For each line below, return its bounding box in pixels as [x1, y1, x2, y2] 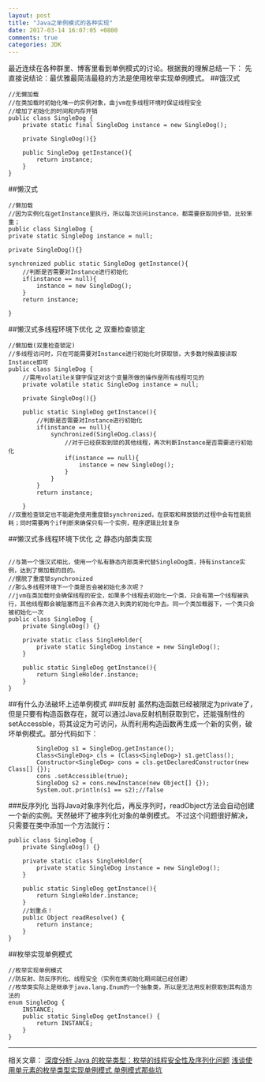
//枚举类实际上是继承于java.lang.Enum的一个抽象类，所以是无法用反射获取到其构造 [8, 983, 247, 991]
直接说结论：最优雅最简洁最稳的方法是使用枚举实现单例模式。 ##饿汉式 [8, 73, 241, 83]
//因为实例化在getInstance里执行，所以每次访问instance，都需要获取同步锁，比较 [8, 210, 247, 218]
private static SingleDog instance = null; [8, 232, 154, 241]
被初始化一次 [8, 608, 44, 616]
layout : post [8, 11, 51, 20]
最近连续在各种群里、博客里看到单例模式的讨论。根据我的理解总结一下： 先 [8, 64, 252, 73]
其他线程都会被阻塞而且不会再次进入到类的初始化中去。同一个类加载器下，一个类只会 [19, 601, 255, 608]
